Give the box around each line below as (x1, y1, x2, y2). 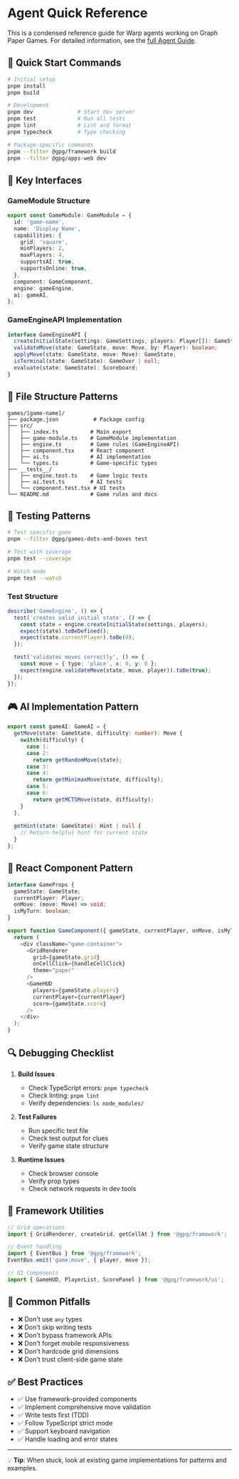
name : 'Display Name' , (14, 225, 81, 232)
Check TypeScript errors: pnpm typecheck (28, 1083, 149, 1092)
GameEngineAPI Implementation (7, 315, 122, 325)
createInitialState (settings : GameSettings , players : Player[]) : (14, 337, 212, 345)
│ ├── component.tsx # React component (7, 447, 144, 454)
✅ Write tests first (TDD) (17, 1411, 90, 1420)
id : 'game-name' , (14, 218, 65, 225)
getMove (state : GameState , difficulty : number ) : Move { (14, 730, 183, 737)
